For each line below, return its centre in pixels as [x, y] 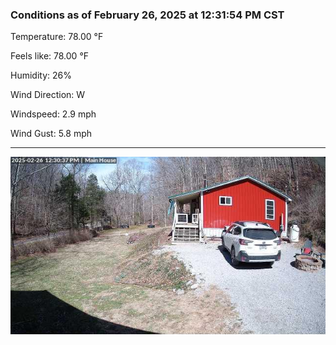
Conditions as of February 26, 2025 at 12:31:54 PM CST [147, 15]
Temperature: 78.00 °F [57, 37]
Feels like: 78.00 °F [50, 56]
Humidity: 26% [41, 75]
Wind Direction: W [48, 95]
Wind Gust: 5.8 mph [51, 134]
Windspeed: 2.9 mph [53, 114]
